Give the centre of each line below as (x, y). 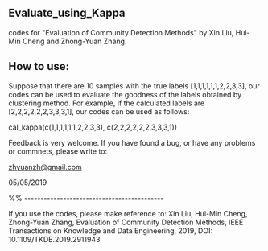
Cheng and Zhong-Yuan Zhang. (75, 41)
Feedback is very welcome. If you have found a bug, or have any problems (132, 142)
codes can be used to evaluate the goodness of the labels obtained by (125, 94)
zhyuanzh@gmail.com (45, 167)
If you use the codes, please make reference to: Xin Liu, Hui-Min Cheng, (128, 213)
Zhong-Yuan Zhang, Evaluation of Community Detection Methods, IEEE (126, 222)
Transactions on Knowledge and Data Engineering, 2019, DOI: (111, 230)
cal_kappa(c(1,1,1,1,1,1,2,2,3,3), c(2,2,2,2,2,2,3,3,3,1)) (93, 127)
